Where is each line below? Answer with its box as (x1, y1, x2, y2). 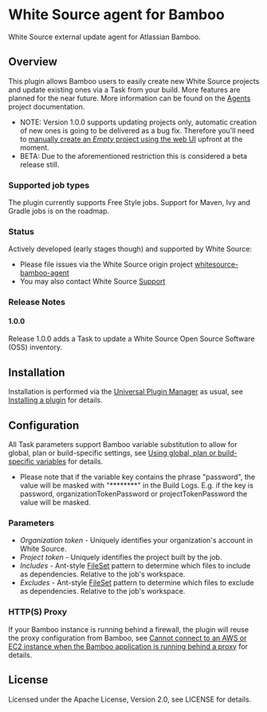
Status (8, 226, 34, 237)
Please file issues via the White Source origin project (19, 259, 194, 269)
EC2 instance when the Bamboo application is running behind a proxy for (8, 641, 249, 651)
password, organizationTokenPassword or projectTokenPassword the (19, 489, 248, 499)
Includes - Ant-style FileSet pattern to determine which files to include (19, 561, 251, 571)
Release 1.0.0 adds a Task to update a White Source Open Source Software (8, 334, 255, 344)
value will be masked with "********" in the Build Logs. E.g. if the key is (19, 481, 253, 490)
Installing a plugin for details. (8, 395, 103, 405)
